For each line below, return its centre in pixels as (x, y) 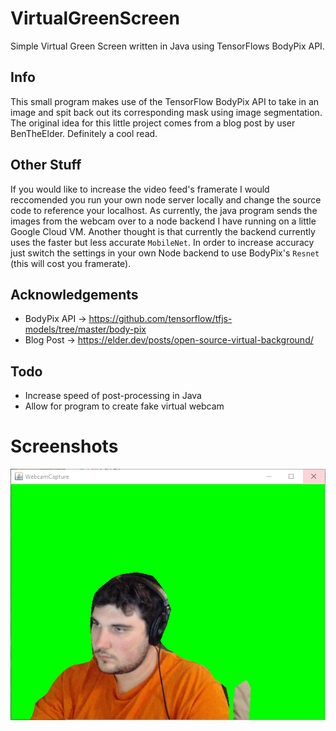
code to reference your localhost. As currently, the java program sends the (164, 210)
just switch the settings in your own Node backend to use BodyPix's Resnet (165, 253)
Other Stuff (46, 165)
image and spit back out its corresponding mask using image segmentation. (166, 112)
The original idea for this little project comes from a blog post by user (153, 123)
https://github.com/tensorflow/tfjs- (160, 319)
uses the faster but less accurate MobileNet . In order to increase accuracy (162, 242)
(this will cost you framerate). (71, 263)
